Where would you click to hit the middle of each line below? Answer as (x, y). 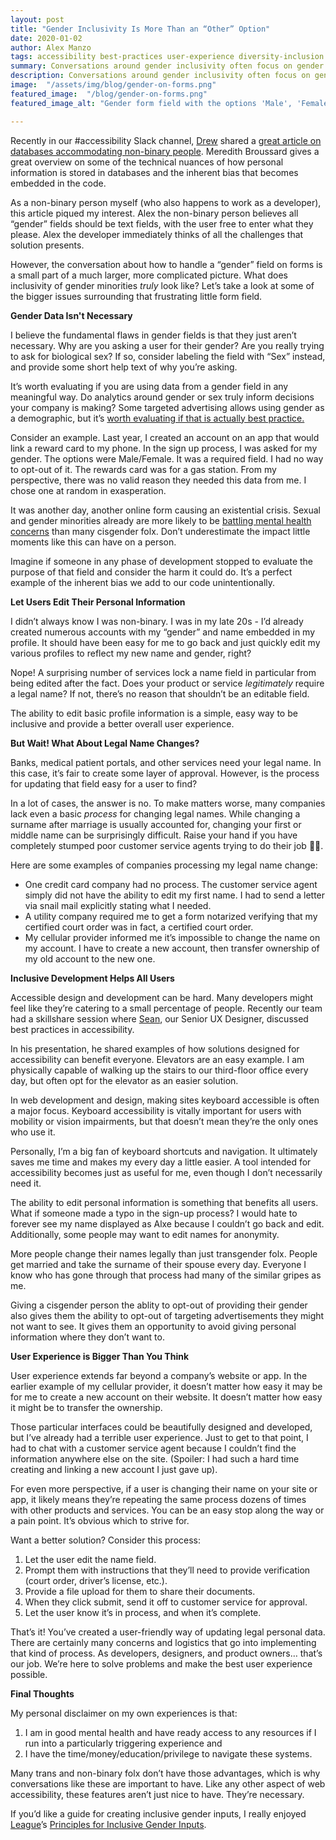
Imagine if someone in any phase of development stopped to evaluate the (162, 561)
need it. (26, 1183)
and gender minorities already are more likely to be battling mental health (161, 520)
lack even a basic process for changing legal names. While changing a (155, 813)
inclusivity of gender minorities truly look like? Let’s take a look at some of (162, 285)
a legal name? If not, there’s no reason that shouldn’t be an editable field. (160, 693)
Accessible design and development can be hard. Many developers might (162, 997)
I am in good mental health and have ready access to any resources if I (170, 1732)
